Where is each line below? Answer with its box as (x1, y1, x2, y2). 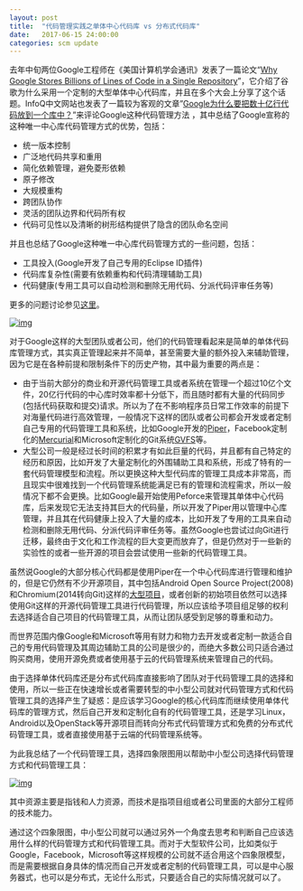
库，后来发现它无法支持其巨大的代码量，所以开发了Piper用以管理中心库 (22, 502, 288, 513)
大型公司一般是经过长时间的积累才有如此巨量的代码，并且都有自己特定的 (22, 445, 291, 456)
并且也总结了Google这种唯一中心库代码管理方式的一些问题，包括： (9, 239, 258, 249)
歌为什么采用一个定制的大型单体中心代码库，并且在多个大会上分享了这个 (9, 87, 278, 98)
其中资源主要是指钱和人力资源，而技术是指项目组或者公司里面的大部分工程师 (9, 796, 294, 807)
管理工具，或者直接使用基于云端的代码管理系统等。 (16, 729, 207, 740)
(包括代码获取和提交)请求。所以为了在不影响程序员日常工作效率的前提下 (22, 400, 290, 411)
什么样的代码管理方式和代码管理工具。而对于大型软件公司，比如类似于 (16, 838, 278, 849)
